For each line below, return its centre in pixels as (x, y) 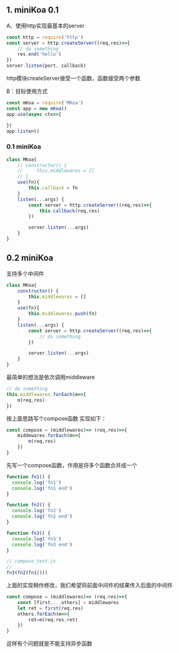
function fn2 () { (29, 505)
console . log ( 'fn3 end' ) (42, 544)
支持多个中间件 (25, 273)
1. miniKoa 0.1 (33, 10)
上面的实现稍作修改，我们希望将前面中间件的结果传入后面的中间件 (89, 586)
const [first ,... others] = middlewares (68, 602)
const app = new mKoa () (37, 109)
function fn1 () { (29, 477)
